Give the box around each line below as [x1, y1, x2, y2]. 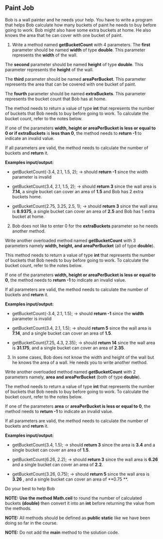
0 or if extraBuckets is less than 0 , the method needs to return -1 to [5, 130, 142, 136]
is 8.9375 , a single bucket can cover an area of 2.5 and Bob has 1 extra [12, 208, 155, 214]
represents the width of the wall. [12, 52, 78, 58]
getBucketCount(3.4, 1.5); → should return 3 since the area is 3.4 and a [12, 442, 155, 448]
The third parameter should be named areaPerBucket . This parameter [5, 76, 146, 82]
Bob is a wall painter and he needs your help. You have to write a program [5, 17, 153, 22]
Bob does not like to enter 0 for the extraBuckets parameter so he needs [12, 223, 158, 229]
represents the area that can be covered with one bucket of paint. [5, 81, 136, 87]
